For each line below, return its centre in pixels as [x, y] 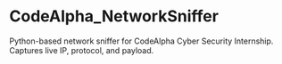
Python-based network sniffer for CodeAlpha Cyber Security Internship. [141, 41]
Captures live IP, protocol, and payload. [82, 50]
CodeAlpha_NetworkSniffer [114, 16]
